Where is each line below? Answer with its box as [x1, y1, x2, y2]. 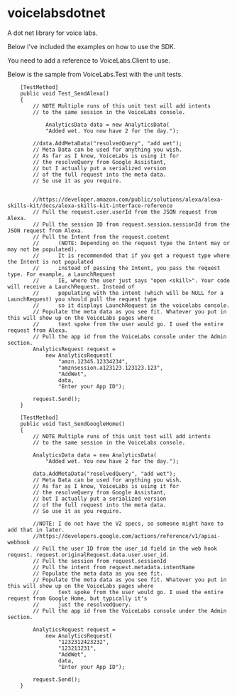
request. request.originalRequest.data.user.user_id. [7, 551, 170, 559]
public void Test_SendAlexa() [20, 90, 110, 97]
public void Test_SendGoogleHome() [20, 420, 126, 427]
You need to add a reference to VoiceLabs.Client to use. [7, 56, 170, 65]
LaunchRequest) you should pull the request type [7, 296, 158, 303]
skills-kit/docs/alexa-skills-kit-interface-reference [7, 202, 173, 209]
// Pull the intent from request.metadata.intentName [33, 563, 195, 571]
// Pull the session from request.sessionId [33, 557, 167, 564]
